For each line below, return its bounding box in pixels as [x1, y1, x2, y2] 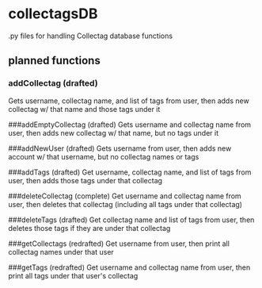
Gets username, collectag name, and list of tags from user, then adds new [8, 96, 249, 106]
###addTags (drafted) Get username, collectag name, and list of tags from [8, 167, 252, 177]
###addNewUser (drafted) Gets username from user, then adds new [8, 144, 232, 153]
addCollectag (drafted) [8, 78, 98, 89]
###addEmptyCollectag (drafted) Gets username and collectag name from [8, 120, 252, 129]
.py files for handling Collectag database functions [8, 31, 173, 40]
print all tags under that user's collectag [8, 271, 139, 280]
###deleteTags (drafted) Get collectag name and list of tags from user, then [8, 215, 255, 225]
